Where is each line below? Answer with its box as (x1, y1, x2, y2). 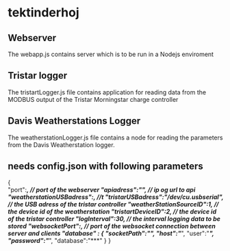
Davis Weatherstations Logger (8, 115, 141, 127)
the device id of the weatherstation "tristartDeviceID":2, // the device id (8, 207, 217, 216)
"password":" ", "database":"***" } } (8, 237, 112, 245)
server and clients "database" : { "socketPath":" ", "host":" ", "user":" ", (8, 229, 214, 237)
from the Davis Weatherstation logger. (8, 140, 115, 148)
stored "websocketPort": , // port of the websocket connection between (8, 222, 216, 230)
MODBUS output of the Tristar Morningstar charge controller (8, 95, 179, 103)
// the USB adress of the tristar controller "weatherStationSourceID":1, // (8, 200, 219, 209)
